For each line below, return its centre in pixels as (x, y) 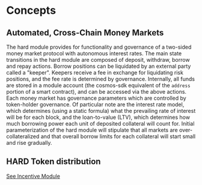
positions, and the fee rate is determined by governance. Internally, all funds (101, 79)
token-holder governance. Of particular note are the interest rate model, (95, 105)
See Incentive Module (33, 176)
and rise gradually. (29, 143)
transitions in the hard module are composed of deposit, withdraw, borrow (98, 60)
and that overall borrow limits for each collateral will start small (118, 136)
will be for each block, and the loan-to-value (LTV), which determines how (98, 117)
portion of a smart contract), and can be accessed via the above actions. (96, 92)
